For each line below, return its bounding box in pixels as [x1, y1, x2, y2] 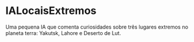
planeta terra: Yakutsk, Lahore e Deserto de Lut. [5, 29, 121, 36]
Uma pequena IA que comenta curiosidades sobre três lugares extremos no [5, 23, 189, 30]
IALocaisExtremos [5, 4, 97, 17]
